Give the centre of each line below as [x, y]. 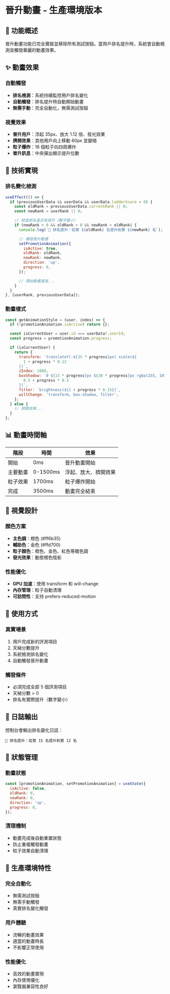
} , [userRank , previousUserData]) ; [43, 295]
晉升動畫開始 [80, 463]
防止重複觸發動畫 [30, 844]
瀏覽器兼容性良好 [30, 986]
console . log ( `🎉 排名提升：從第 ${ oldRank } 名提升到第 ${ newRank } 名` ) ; [91, 230]
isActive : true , [40, 248]
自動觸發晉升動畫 [30, 660]
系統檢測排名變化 [30, 654]
